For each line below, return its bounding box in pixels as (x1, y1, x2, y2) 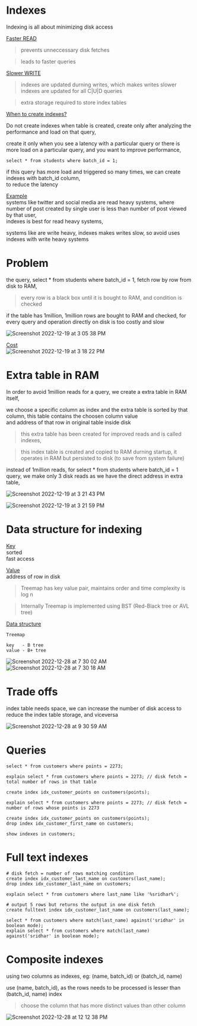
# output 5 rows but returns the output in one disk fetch (6, 901, 155, 907)
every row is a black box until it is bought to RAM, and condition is (20, 294, 182, 301)
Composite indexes (6, 953, 104, 966)
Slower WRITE (6, 69, 42, 76)
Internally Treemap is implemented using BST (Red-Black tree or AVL (20, 602, 190, 610)
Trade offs (6, 685, 58, 698)
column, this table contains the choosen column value (6, 412, 138, 419)
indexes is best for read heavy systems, (6, 217, 104, 225)
